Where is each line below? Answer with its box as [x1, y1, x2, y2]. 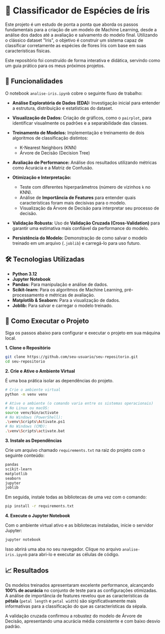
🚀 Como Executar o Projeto [5, 317, 89, 325]
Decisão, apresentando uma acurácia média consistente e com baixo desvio [5, 618, 161, 624]
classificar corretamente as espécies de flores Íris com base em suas [5, 42, 147, 48]
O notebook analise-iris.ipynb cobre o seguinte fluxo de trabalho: [5, 90, 143, 96]
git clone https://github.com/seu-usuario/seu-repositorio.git [5, 354, 138, 359]
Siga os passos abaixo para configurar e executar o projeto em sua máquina [5, 330, 161, 336]
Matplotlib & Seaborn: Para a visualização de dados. [12, 297, 120, 303]
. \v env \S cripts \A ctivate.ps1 [5, 420, 65, 424]
